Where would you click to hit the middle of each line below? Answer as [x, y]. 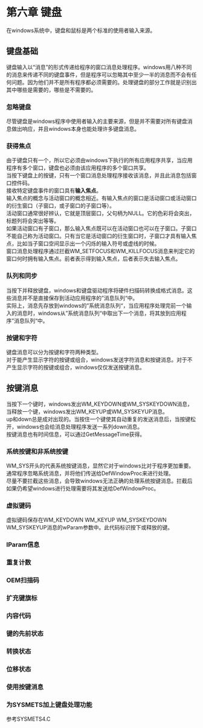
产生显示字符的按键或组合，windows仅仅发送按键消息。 [76, 367]
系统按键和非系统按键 [37, 451]
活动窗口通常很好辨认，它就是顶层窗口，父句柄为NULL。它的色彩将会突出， [101, 213]
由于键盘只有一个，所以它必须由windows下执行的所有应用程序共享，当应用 [99, 160]
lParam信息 [23, 544]
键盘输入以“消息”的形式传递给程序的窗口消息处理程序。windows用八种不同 [99, 67]
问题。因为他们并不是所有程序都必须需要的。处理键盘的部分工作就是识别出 [104, 82]
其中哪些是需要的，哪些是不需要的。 [51, 90]
